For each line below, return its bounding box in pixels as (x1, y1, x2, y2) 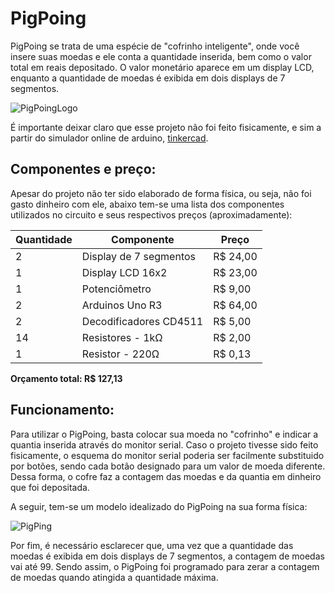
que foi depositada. (10, 481, 90, 493)
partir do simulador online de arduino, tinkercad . (10, 132, 209, 144)
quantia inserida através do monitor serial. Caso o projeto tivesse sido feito (10, 438, 319, 451)
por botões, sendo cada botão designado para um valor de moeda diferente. (10, 460, 326, 472)
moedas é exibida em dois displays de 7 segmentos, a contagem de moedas (10, 550, 325, 562)
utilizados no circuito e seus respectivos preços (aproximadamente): (10, 208, 293, 221)
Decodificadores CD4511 (81, 314, 204, 328)
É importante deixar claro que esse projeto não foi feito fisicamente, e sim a (10, 121, 322, 133)
